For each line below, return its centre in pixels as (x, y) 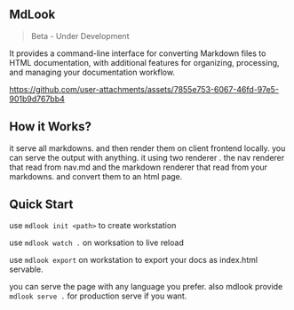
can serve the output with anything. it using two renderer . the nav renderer (147, 157)
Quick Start (41, 205)
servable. (26, 269)
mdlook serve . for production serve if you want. (98, 296)
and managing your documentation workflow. (92, 72)
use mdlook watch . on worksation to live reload (96, 242)
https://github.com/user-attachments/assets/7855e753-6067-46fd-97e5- (144, 89)
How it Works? (50, 127)
